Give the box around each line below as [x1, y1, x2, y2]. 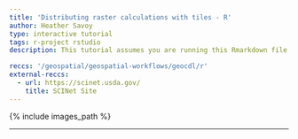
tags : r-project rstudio [9, 37, 101, 47]
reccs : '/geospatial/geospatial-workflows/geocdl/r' [9, 62, 208, 71]
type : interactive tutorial [9, 29, 114, 38]
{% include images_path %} [9, 111, 112, 121]
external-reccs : [9, 70, 69, 80]
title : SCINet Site [25, 86, 98, 96]
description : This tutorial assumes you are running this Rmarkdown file [9, 46, 288, 55]
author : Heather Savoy [9, 21, 93, 30]
